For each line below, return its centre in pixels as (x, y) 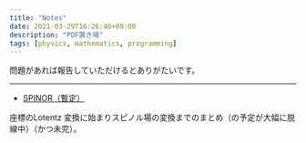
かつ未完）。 (59, 129)
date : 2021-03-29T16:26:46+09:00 (73, 26)
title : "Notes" (38, 18)
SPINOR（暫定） (53, 98)
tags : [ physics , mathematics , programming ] (93, 43)
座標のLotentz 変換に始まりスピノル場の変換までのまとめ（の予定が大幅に (148, 117)
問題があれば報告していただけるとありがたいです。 (105, 70)
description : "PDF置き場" (56, 35)
